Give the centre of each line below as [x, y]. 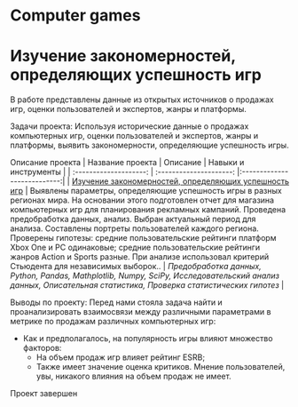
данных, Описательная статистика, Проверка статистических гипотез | [147, 285]
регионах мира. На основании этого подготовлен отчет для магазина [142, 200]
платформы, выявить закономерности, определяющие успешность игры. [149, 145]
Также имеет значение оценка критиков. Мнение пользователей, [161, 367]
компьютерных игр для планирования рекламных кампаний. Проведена [148, 210]
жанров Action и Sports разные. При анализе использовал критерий [140, 257]
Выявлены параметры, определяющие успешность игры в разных [156, 191]
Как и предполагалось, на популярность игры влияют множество [148, 339]
